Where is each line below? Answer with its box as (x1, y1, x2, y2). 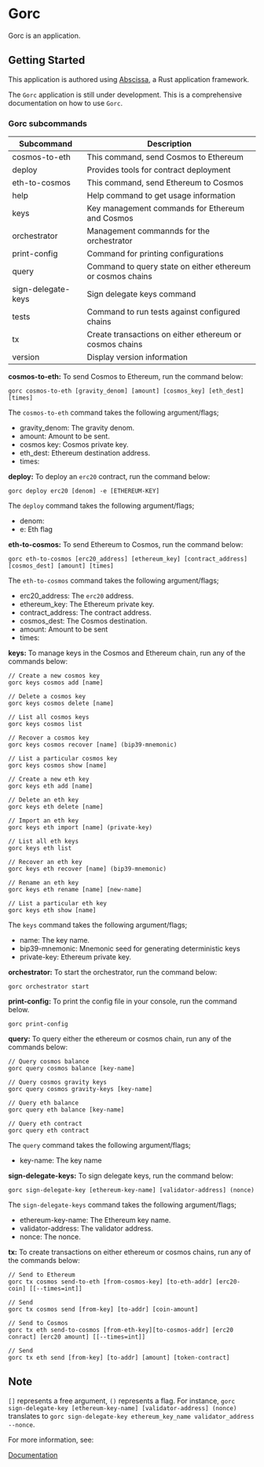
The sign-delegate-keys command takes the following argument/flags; (8, 1200, 237, 1210)
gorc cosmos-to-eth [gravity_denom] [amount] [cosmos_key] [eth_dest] (8, 387, 244, 395)
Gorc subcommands (8, 117, 88, 128)
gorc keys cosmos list (8, 720, 82, 728)
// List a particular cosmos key (8, 754, 118, 763)
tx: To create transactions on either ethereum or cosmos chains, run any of (8, 1247, 251, 1257)
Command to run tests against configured (86, 307, 241, 318)
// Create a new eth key (8, 776, 90, 784)
